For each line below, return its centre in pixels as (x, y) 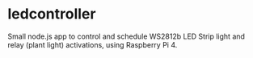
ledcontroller (52, 14)
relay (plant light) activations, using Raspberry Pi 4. (93, 44)
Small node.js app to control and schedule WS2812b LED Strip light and (126, 36)
